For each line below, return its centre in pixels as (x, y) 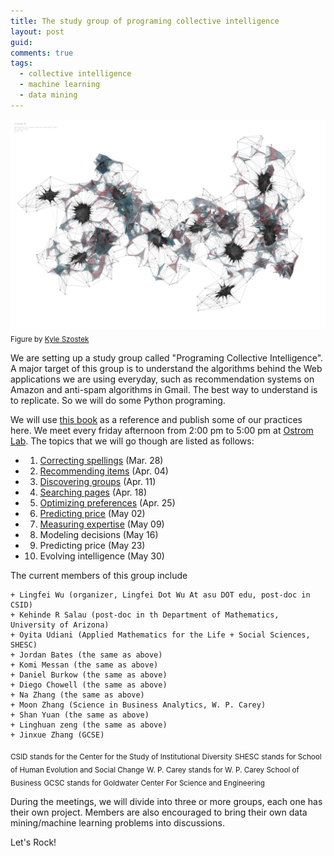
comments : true (42, 53)
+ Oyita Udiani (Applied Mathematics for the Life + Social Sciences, (160, 635)
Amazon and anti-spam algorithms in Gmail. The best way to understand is (164, 390)
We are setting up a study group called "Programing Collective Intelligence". (167, 358)
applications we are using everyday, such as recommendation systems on (162, 379)
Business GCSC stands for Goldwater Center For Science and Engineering (137, 783)
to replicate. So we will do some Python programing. (118, 401)
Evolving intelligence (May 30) (102, 556)
